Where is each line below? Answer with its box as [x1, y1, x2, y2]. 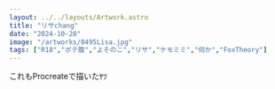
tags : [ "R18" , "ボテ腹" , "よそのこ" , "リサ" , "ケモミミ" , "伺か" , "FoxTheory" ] [9, 46, 268, 55]
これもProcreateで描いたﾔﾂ [9, 71, 108, 82]
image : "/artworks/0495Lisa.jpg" [9, 37, 133, 47]
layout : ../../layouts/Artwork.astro [9, 12, 149, 22]
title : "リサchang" [9, 21, 79, 30]
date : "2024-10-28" [9, 29, 82, 38]
